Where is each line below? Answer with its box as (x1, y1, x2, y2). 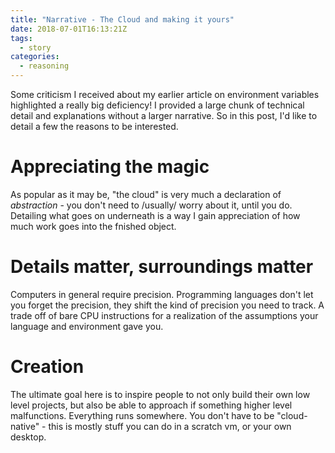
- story (19, 42, 52, 53)
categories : (10, 52, 60, 62)
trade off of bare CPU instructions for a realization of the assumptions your (10, 309, 319, 321)
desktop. (10, 431, 47, 443)
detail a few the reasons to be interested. (10, 121, 179, 132)
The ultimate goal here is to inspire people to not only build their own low (10, 388, 311, 400)
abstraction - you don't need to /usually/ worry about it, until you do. (10, 199, 293, 211)
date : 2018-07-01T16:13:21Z (10, 24, 128, 34)
